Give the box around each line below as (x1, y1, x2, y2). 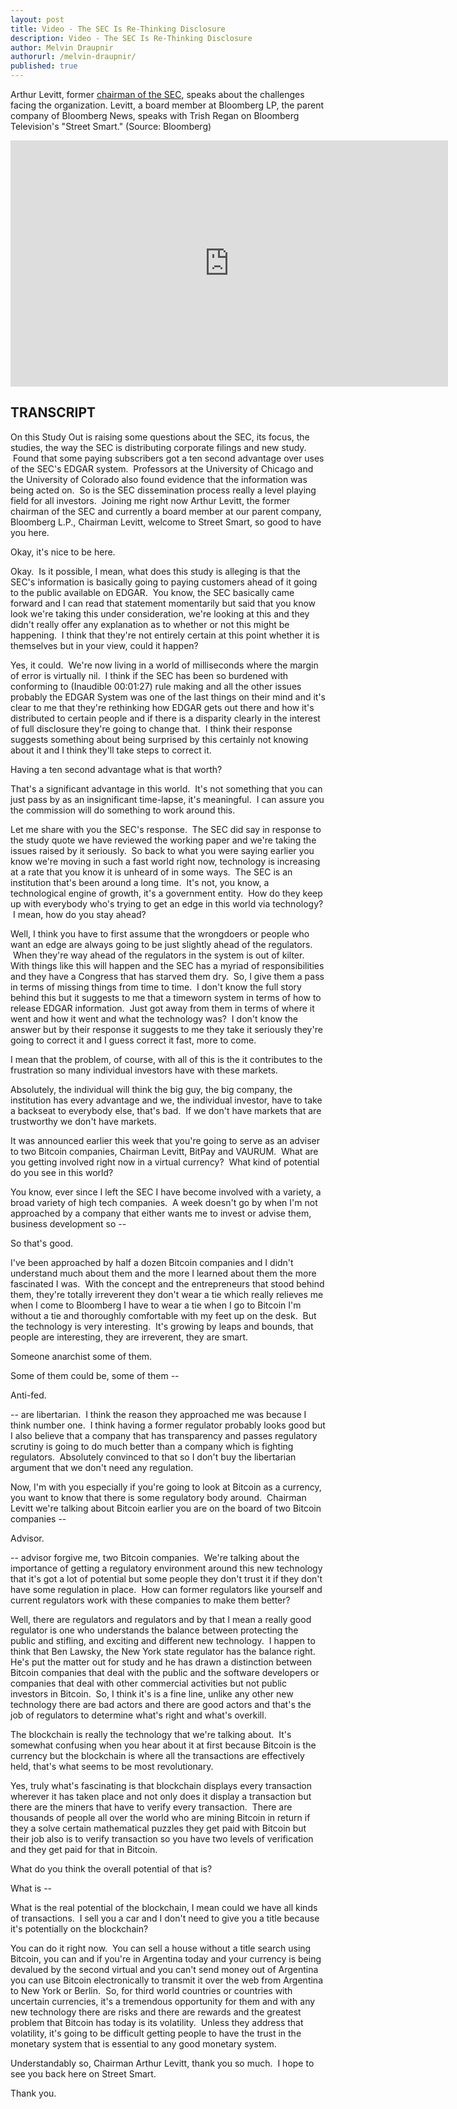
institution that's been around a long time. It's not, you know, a (10, 876, 270, 888)
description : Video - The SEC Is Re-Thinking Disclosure (10, 33, 253, 43)
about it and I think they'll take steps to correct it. (10, 744, 212, 756)
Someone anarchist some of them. (10, 1350, 153, 1362)
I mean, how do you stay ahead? (12, 908, 147, 920)
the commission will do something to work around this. (10, 804, 236, 816)
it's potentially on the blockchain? (10, 1922, 149, 1935)
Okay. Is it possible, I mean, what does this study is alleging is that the (10, 565, 301, 577)
